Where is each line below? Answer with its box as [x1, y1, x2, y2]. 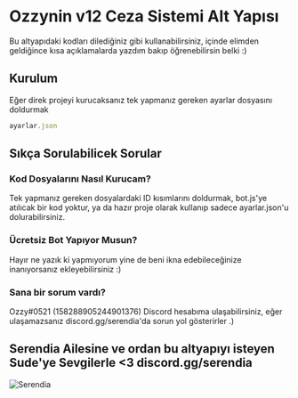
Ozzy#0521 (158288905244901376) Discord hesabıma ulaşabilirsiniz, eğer [9, 305, 283, 317]
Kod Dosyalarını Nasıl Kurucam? [9, 172, 151, 184]
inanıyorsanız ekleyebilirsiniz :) [9, 264, 122, 274]
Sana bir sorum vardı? [9, 286, 107, 298]
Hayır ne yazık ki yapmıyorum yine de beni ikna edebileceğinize [9, 254, 242, 264]
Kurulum [9, 71, 59, 86]
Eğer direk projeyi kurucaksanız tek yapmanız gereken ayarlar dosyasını [9, 94, 273, 105]
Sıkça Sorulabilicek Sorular [9, 146, 163, 161]
